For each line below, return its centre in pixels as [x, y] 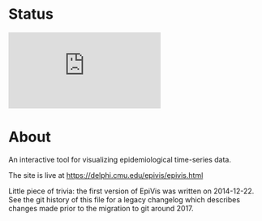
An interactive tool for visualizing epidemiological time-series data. [120, 159]
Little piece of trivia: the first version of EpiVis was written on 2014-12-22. [131, 191]
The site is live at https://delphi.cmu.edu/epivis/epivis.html [106, 175]
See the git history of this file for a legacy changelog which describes [125, 199]
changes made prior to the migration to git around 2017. [101, 208]
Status [31, 14]
